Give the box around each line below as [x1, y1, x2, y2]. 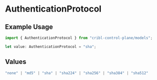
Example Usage [5, 23, 53, 31]
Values [5, 58, 27, 66]
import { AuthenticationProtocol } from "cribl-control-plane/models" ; [5, 35, 153, 40]
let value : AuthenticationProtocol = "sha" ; [5, 44, 96, 49]
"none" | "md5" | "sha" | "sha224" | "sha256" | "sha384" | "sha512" [5, 70, 149, 76]
